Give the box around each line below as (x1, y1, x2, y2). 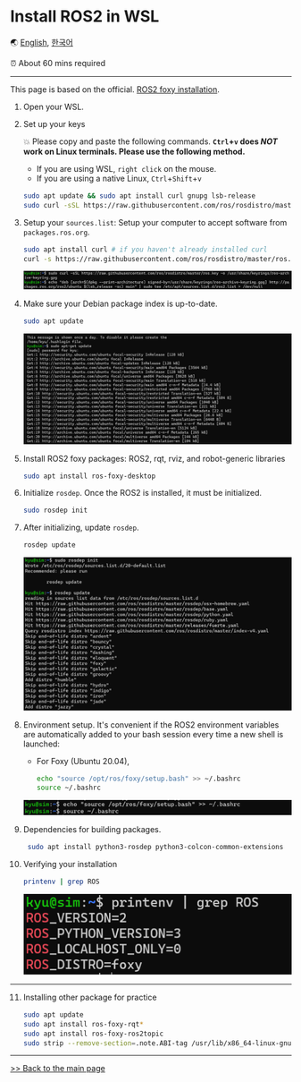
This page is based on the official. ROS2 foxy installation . (10, 83, 220, 95)
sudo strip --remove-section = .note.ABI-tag (22, 1038, 188, 1048)
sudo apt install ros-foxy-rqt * (22, 1019, 144, 1028)
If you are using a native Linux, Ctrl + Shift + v (36, 173, 202, 183)
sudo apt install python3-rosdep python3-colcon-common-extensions (27, 843, 284, 852)
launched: (22, 738, 61, 749)
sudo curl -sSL (22, 200, 80, 209)
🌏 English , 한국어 (10, 37, 74, 47)
